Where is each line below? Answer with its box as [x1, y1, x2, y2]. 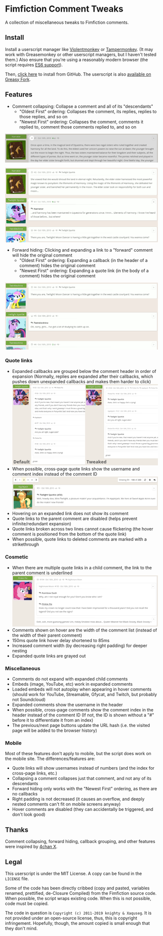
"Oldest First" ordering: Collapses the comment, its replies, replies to [19, 108, 157, 114]
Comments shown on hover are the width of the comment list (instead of [12, 627, 157, 633]
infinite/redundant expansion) [12, 521, 71, 527]
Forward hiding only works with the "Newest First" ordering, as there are [12, 786, 158, 791]
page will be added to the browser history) [12, 727, 98, 733]
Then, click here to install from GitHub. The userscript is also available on [5, 71, 151, 77]
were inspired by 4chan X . [5, 844, 58, 850]
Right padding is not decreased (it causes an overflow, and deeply [12, 796, 145, 802]
